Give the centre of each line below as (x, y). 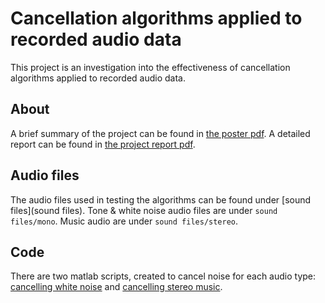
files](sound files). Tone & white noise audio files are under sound (144, 210)
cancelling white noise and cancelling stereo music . (116, 287)
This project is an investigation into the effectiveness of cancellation (150, 67)
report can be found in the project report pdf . (103, 144)
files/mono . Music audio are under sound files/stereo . (124, 221)
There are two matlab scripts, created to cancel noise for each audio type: (163, 276)
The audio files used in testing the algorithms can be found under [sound (161, 199)
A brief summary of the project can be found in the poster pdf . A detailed (160, 133)
